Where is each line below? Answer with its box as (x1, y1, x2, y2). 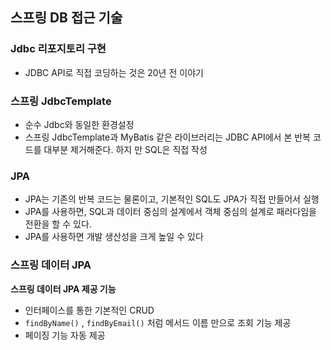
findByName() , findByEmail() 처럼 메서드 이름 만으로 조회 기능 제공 (24, 316, 292, 328)
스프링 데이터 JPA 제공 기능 (10, 283, 117, 295)
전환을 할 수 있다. (24, 218, 92, 230)
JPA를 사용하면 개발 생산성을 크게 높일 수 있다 (24, 231, 204, 243)
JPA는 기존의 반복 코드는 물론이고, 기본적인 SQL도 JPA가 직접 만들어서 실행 (24, 193, 320, 205)
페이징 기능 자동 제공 (24, 329, 106, 341)
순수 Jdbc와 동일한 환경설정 (24, 118, 135, 130)
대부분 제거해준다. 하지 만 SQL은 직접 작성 (43, 143, 208, 155)
